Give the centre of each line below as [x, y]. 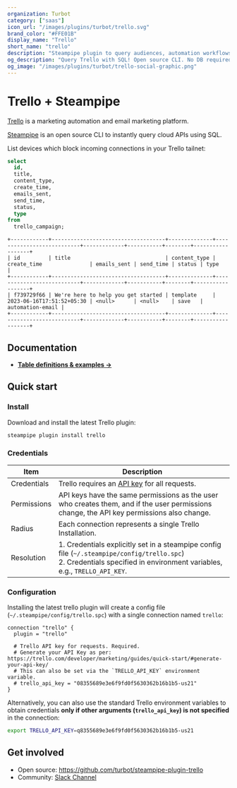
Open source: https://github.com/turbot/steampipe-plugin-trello [110, 770]
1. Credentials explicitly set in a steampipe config [140, 544]
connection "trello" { [41, 628]
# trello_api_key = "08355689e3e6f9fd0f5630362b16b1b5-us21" [105, 683]
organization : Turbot [39, 14]
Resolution [28, 557]
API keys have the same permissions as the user [138, 495]
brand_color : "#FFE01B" [42, 34]
